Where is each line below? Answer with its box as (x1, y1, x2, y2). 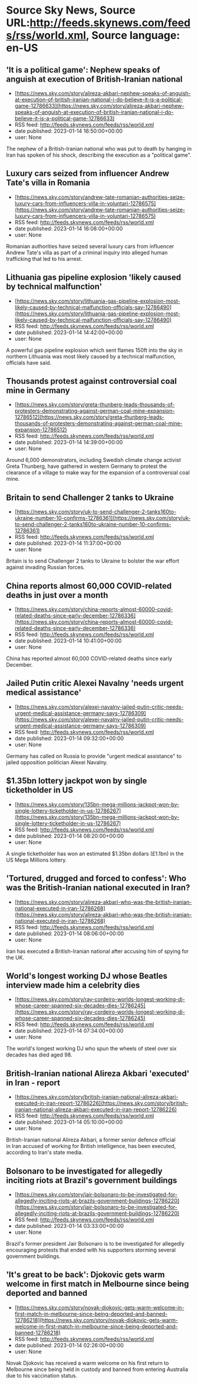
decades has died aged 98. (6, 1051, 72, 1059)
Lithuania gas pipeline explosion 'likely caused (6, 273, 181, 283)
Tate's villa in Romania (6, 178, 90, 188)
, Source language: (85, 29, 180, 42)
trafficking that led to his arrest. (6, 255, 82, 262)
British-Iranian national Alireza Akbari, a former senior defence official (6, 1136, 176, 1143)
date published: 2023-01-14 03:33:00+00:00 (14, 1222, 124, 1229)
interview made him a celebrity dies (6, 980, 140, 990)
